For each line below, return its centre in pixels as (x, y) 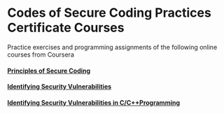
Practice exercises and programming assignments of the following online (112, 47)
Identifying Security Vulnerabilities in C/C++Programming (94, 102)
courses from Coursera (41, 55)
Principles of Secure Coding (49, 71)
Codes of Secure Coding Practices (109, 13)
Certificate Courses (66, 28)
